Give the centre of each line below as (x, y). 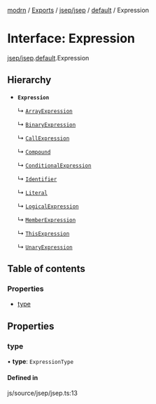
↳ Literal (32, 192)
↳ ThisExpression (43, 233)
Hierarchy (29, 80)
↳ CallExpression (43, 138)
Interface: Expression (71, 39)
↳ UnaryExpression (45, 247)
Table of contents (46, 269)
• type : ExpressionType (41, 362)
